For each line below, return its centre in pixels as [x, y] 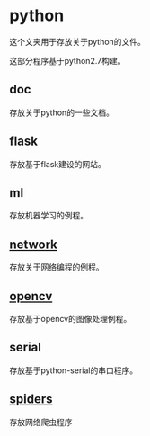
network [34, 244]
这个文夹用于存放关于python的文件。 [77, 41]
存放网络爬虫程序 [41, 422]
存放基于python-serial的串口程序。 [73, 370]
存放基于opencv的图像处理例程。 [71, 319]
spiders [31, 400]
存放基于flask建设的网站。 [57, 164]
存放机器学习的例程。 [49, 216]
